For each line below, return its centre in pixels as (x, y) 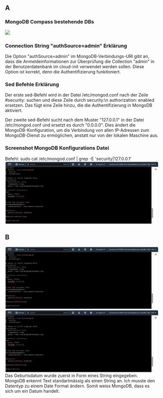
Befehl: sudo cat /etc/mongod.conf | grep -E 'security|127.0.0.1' (68, 159)
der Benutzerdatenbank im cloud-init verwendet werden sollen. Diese (75, 66)
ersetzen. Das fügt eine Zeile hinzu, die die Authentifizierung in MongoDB (79, 105)
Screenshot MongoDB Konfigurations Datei (57, 148)
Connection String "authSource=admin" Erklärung (66, 46)
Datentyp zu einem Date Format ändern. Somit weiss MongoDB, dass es (77, 386)
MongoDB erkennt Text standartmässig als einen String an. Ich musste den (80, 381)
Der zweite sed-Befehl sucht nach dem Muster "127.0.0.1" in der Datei (75, 120)
